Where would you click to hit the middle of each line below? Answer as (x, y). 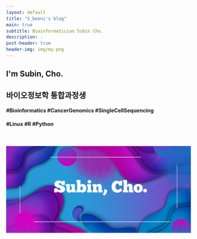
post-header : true (28, 43)
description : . (25, 37)
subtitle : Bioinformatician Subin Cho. (55, 31)
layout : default (26, 12)
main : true (19, 25)
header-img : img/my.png (35, 50)
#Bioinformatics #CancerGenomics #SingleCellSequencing (80, 111)
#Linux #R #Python (30, 124)
